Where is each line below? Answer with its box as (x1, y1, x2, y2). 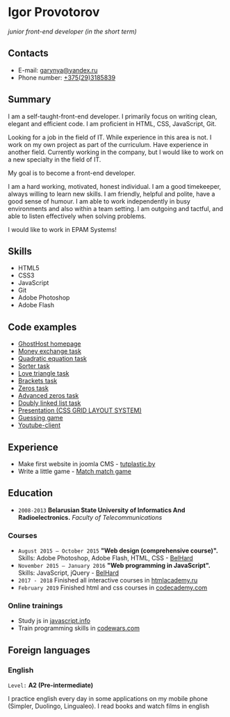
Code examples (8, 321, 77, 333)
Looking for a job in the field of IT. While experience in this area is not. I (8, 133, 212, 141)
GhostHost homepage (17, 339, 82, 348)
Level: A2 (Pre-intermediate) (8, 681, 94, 690)
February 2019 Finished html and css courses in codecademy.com (17, 583, 208, 592)
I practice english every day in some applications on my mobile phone (8, 695, 208, 703)
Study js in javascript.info (17, 617, 91, 625)
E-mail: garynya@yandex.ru (17, 65, 98, 74)
